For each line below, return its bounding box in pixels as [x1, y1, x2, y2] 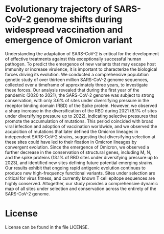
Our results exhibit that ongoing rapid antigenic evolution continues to [5, 165, 146, 170]
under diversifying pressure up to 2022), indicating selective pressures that [5, 113, 158, 119]
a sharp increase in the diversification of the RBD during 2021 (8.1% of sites [5, 107, 157, 113]
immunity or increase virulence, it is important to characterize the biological [5, 66, 158, 72]
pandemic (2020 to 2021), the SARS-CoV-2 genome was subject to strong [5, 92, 155, 98]
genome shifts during [33, 14, 122, 25]
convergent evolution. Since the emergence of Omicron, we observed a [5, 144, 149, 150]
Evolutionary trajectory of [5, 3, 112, 15]
